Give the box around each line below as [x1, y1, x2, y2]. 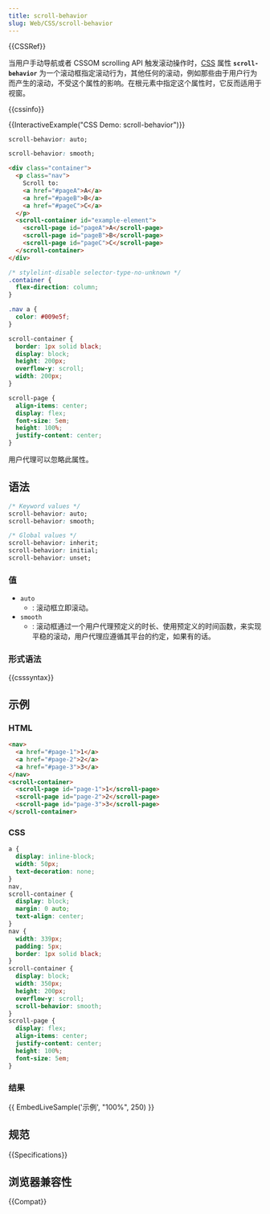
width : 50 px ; [15, 860, 59, 868]
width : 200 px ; [15, 372, 63, 380]
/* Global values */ [8, 531, 78, 539]
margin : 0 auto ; [15, 905, 70, 913]
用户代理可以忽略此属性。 [8, 455, 93, 464]
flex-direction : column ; [15, 283, 99, 292]
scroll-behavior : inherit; [8, 539, 99, 548]
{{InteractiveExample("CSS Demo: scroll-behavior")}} [8, 120, 186, 129]
